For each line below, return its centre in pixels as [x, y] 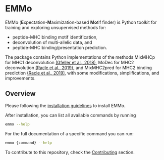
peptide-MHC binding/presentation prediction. [60, 47]
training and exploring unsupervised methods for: [56, 27]
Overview [21, 94]
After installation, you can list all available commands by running [71, 115]
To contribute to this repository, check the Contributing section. [70, 152]
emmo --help [17, 124]
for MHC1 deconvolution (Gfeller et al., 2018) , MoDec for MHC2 [70, 62]
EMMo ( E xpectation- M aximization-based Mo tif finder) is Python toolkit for [81, 22]
